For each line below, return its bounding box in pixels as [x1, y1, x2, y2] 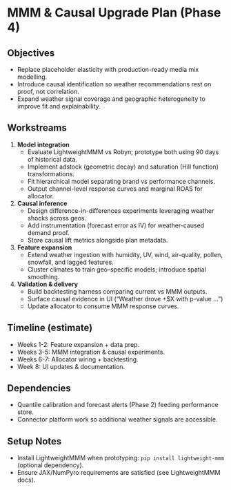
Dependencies [7, 382, 71, 395]
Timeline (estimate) [7, 322, 93, 334]
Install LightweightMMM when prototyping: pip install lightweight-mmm [17, 454, 225, 462]
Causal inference [17, 199, 68, 207]
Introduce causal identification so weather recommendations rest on [17, 80, 212, 88]
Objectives [7, 47, 55, 59]
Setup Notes [7, 435, 62, 447]
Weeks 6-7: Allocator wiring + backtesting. [17, 355, 139, 364]
